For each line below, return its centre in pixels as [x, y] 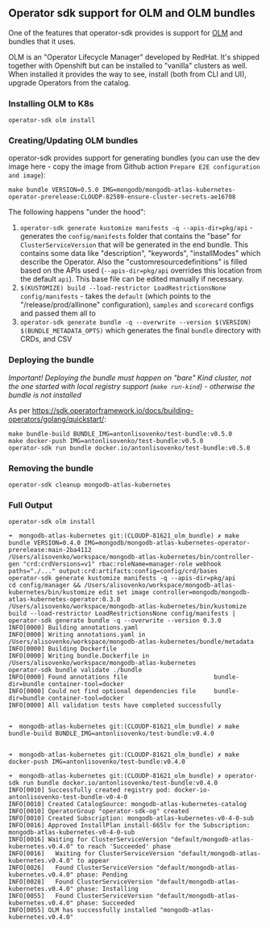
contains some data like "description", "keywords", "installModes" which [140, 253]
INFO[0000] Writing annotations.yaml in [77, 635]
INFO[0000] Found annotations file [68, 677]
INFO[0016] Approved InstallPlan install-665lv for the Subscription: [129, 826]
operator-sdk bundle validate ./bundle [75, 670]
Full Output [31, 505]
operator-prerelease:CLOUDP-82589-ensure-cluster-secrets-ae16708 [122, 197]
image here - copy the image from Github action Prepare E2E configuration [134, 167]
